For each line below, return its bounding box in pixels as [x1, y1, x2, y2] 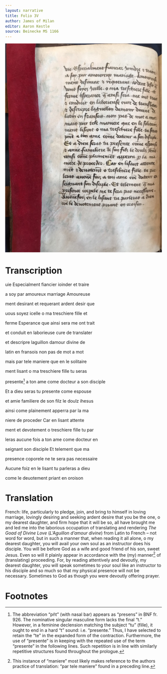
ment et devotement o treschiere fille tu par [5, 426, 94, 432]
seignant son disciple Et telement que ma [5, 446, 89, 452]
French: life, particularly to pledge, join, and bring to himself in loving [5, 508, 146, 514]
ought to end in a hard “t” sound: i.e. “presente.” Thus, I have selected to [12, 627, 161, 633]
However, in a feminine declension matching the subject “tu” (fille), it [12, 622, 153, 628]
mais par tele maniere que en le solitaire [5, 358, 87, 365]
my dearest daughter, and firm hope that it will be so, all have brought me [5, 519, 155, 525]
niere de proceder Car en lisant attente [5, 417, 84, 423]
